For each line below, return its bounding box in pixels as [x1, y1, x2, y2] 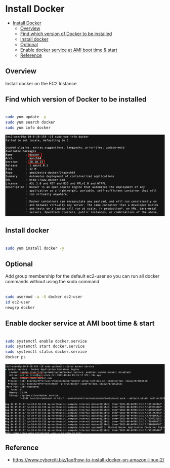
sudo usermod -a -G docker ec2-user [5, 294, 82, 299]
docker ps [5, 355, 26, 360]
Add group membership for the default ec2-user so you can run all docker [5, 273, 160, 279]
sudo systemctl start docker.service [5, 344, 85, 349]
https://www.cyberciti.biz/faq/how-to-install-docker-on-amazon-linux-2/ [12, 457, 164, 463]
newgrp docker [5, 305, 35, 310]
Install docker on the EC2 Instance [5, 80, 77, 86]
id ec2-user [5, 300, 30, 305]
